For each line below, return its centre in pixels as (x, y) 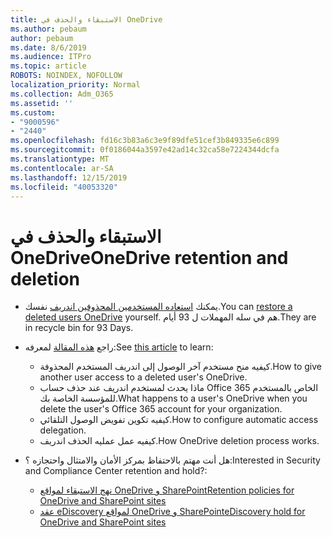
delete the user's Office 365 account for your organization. (161, 409)
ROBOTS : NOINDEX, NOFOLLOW (66, 76)
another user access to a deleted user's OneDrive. (143, 377)
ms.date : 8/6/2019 (48, 47)
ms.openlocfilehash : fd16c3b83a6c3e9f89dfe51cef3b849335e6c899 (145, 141)
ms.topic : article (48, 66)
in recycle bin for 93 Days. (79, 328)
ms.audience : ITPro (51, 57)
